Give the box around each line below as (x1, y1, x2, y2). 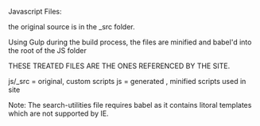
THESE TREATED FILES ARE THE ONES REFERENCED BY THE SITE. (8, 61, 231, 71)
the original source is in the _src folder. (8, 22, 135, 31)
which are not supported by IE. (8, 109, 109, 118)
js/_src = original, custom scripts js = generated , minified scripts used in (8, 77, 246, 86)
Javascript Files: (8, 7, 62, 16)
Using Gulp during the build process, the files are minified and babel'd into (8, 37, 252, 47)
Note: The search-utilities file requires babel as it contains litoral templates (8, 101, 252, 109)
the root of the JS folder (8, 46, 87, 55)
